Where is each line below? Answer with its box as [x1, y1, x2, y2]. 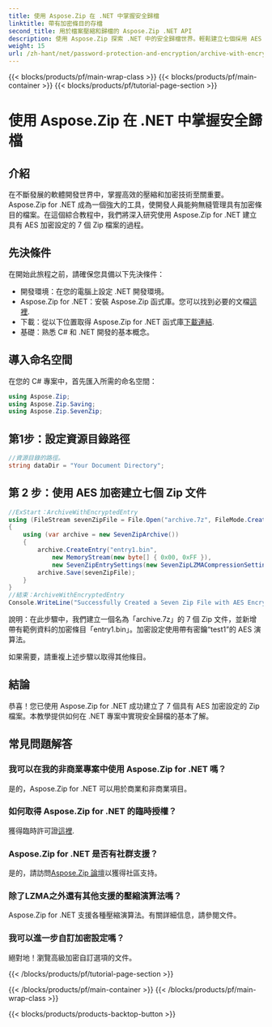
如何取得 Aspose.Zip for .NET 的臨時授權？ [8, 805, 177, 817]
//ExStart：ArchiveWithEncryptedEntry [8, 508, 138, 516]
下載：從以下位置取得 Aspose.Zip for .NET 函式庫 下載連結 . [19, 317, 215, 326]
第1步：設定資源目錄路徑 [8, 432, 131, 446]
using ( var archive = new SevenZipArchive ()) [23, 531, 180, 539]
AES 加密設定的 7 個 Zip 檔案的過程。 [23, 220, 148, 230]
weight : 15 [8, 42, 45, 50]
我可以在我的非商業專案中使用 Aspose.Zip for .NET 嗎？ [8, 764, 227, 775]
